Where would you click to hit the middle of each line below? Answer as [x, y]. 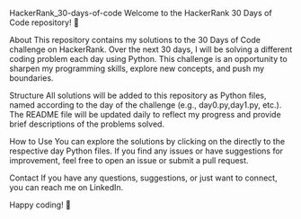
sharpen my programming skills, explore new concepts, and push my [137, 68]
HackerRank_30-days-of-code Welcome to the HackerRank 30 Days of [141, 13]
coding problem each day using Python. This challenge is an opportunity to [148, 59]
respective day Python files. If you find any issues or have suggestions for [146, 151]
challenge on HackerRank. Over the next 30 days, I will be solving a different [151, 49]
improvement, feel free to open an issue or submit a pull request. [129, 160]
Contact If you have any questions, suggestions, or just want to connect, [143, 178]
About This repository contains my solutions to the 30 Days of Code [135, 40]
